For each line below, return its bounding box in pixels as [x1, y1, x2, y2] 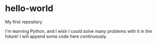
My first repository [5, 19, 43, 25]
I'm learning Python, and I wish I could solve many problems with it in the [5, 28, 153, 34]
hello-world [5, 3, 54, 14]
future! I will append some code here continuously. [5, 33, 108, 39]
